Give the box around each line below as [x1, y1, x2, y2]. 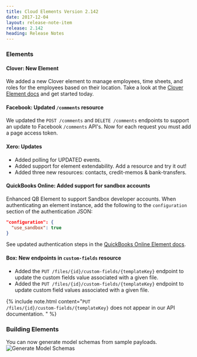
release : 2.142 [6, 25, 44, 31]
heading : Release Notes [6, 31, 65, 37]
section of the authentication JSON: [6, 208, 93, 215]
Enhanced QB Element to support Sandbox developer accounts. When [6, 195, 176, 202]
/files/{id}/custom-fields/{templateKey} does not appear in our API [6, 304, 175, 311]
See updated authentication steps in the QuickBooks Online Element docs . [6, 241, 186, 248]
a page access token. [6, 129, 58, 136]
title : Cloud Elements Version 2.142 [6, 8, 99, 15]
